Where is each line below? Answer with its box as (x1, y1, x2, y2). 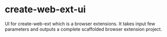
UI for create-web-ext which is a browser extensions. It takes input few (5, 21, 155, 27)
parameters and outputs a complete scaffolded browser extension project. (5, 26, 162, 32)
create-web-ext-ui (5, 4, 86, 15)
